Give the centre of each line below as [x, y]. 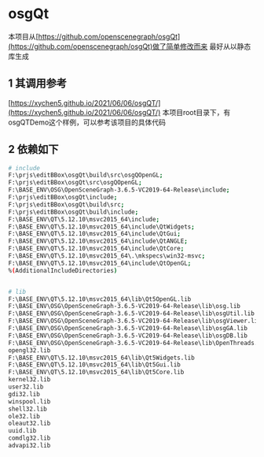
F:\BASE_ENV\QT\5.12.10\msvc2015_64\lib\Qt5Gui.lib [94, 365]
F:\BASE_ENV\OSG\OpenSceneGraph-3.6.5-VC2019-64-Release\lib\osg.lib [125, 307]
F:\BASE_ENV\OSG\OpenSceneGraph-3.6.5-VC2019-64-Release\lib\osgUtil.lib [132, 314]
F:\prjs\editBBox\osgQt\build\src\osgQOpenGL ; [86, 175]
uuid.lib [22, 431]
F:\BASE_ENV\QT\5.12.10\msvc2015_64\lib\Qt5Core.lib [96, 372]
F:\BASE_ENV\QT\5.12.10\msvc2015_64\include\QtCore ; [96, 249]
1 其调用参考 [38, 84]
